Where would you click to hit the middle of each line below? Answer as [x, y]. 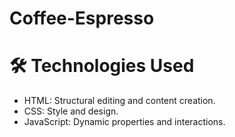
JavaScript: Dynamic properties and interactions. [124, 122]
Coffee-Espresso [82, 18]
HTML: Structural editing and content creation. [119, 101]
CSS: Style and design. [71, 111]
